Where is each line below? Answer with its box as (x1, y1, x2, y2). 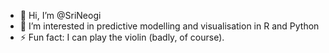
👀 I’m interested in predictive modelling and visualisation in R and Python (19, 20, 320, 32)
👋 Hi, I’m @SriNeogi (19, 10, 102, 21)
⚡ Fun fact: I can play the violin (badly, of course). (19, 31, 225, 43)
